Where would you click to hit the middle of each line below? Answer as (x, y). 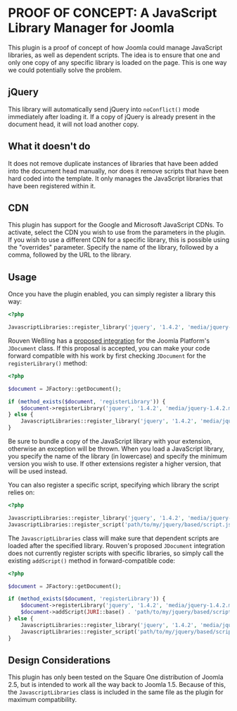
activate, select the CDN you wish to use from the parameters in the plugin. (117, 232)
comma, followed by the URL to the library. (70, 255)
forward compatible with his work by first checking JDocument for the (107, 355)
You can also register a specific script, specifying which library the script (114, 485)
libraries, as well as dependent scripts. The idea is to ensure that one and (114, 55)
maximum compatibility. (42, 700)
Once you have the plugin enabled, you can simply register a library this (112, 294)
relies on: (21, 492)
